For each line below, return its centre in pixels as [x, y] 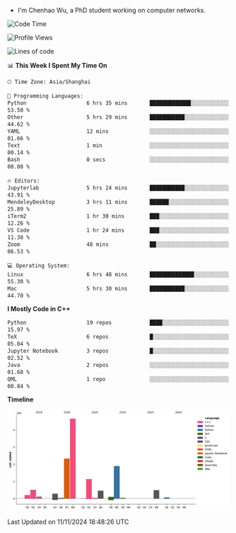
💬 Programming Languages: [45, 96]
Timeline [20, 399]
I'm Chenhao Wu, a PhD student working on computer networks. [112, 10]
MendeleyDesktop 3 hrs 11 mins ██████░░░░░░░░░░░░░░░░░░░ [118, 202]
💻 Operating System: [39, 266]
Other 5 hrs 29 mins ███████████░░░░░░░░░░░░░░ [118, 117]
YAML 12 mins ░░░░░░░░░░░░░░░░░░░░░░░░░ [118, 131]
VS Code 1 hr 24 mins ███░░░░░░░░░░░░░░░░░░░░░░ [118, 230]
